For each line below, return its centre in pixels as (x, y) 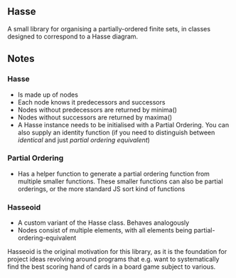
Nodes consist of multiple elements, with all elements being (105, 230)
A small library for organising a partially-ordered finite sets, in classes (109, 28)
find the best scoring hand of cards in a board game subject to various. (112, 267)
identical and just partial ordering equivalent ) (84, 140)
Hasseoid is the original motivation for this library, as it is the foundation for (117, 252)
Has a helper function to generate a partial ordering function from (113, 173)
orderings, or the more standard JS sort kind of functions (101, 188)
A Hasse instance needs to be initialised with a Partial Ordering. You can (123, 124)
